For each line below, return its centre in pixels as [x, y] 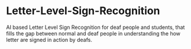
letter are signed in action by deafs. [49, 40]
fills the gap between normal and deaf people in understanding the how [93, 33]
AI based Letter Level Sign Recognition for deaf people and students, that [96, 27]
